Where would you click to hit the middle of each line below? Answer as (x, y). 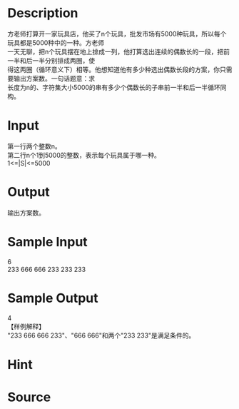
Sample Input (47, 242)
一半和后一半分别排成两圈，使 (51, 60)
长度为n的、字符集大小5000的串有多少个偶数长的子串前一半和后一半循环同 (117, 87)
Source (29, 397)
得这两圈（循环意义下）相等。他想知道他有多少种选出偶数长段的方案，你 (113, 69)
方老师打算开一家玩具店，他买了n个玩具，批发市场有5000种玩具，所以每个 (117, 34)
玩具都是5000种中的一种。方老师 (56, 42)
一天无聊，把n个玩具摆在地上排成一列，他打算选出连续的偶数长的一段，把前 (119, 51)
